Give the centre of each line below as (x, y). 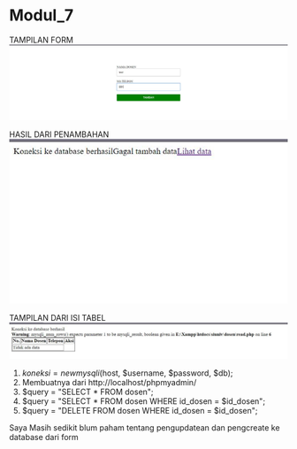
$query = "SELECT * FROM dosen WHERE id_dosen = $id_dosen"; (144, 401)
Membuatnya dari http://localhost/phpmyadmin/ (109, 383)
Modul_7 (42, 15)
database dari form (44, 438)
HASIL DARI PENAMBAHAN (59, 134)
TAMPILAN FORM (41, 40)
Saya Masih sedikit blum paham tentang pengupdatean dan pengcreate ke (145, 428)
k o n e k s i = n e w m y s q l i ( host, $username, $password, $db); (127, 373)
